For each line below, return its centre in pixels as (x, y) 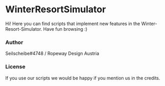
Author (14, 42)
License (15, 67)
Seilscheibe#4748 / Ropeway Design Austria (52, 53)
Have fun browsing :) (65, 29)
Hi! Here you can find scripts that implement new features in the (73, 24)
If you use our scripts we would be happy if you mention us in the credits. (83, 78)
